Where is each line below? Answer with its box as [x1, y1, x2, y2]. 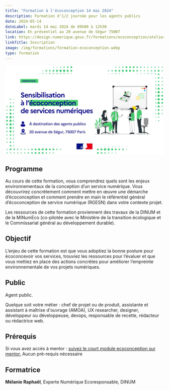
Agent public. [5, 292, 33, 298]
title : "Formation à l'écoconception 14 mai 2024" [5, 8, 114, 13]
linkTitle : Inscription [5, 40, 55, 45]
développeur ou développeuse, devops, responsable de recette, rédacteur [5, 312, 159, 318]
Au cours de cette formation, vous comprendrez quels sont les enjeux [5, 178, 150, 184]
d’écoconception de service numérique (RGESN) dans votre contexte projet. [5, 199, 163, 205]
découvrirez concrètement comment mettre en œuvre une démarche [5, 188, 148, 194]
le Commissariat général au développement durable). [5, 220, 116, 226]
